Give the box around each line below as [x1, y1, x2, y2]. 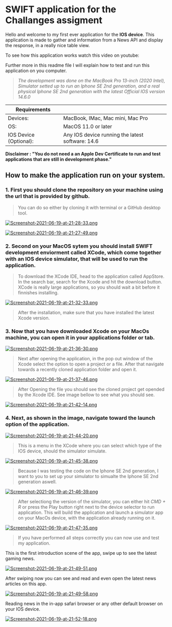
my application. [17, 540, 51, 546]
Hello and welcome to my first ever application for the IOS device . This [5, 31, 155, 37]
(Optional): [8, 137, 34, 144]
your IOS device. [5, 606, 40, 612]
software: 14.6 [63, 137, 99, 144]
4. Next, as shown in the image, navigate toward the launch [5, 415, 155, 422]
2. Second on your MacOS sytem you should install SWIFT [5, 242, 153, 249]
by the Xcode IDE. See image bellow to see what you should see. [17, 392, 155, 398]
